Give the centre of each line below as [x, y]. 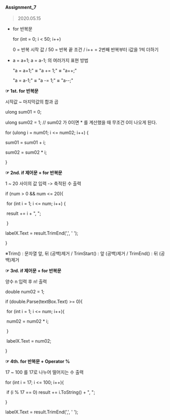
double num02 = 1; [25, 292]
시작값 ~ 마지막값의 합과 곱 [32, 102]
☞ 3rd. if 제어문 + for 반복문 [33, 271]
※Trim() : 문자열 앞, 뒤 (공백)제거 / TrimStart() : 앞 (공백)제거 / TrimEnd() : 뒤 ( [83, 254]
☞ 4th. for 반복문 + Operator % [38, 361]
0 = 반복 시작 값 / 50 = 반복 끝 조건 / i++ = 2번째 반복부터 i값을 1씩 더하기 [86, 50]
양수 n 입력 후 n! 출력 [26, 282]
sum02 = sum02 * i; [26, 152]
